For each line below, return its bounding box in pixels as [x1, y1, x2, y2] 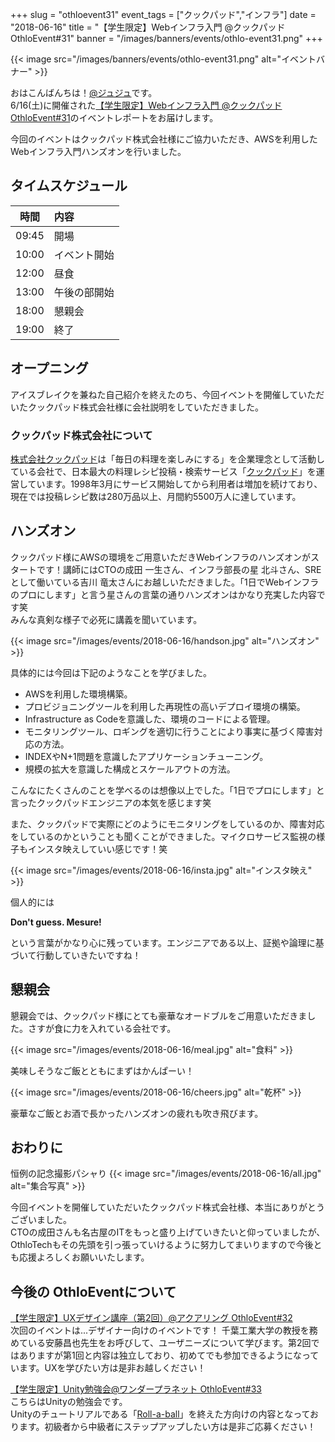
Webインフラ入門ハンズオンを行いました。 [10, 146, 187, 157]
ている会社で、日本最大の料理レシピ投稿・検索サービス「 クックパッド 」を [10, 465, 317, 477]
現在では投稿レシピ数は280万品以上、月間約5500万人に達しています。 [10, 490, 302, 502]
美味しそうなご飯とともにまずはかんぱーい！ [10, 1064, 195, 1077]
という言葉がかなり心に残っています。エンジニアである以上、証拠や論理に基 [10, 936, 325, 948]
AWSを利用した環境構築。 [24, 688, 133, 700]
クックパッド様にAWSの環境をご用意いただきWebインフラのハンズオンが [10, 551, 312, 563]
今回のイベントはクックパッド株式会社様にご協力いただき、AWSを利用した [10, 133, 318, 145]
